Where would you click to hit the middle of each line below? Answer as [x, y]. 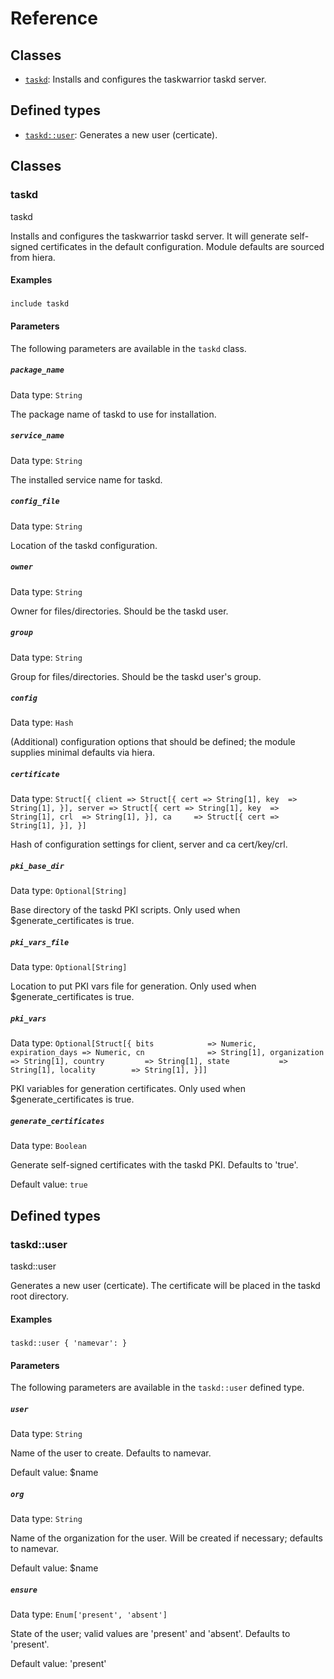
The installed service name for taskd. [86, 479]
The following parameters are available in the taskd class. [128, 348]
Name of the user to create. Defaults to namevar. [111, 1453]
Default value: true [49, 1184]
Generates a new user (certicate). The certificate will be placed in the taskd [165, 1286]
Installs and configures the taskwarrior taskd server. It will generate [149, 236]
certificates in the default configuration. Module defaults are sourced [182, 246]
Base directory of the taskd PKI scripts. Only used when [125, 910]
